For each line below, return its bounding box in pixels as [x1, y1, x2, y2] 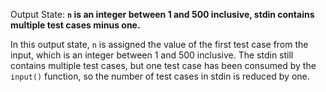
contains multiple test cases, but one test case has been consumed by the [10, 60, 317, 71]
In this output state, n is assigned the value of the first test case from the [10, 39, 309, 50]
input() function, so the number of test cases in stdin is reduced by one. [10, 70, 310, 82]
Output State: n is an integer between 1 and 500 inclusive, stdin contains [10, 9, 315, 20]
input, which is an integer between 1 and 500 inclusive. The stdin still [10, 49, 294, 61]
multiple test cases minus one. [10, 19, 141, 31]
